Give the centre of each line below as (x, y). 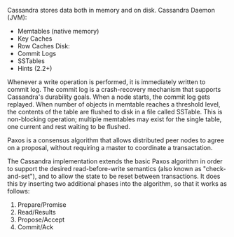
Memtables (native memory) (58, 31)
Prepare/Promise (42, 205)
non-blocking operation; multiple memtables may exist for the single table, (115, 119)
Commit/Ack (35, 227)
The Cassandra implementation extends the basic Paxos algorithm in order (115, 161)
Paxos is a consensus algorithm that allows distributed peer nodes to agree (116, 140)
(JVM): (17, 18)
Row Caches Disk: (43, 46)
